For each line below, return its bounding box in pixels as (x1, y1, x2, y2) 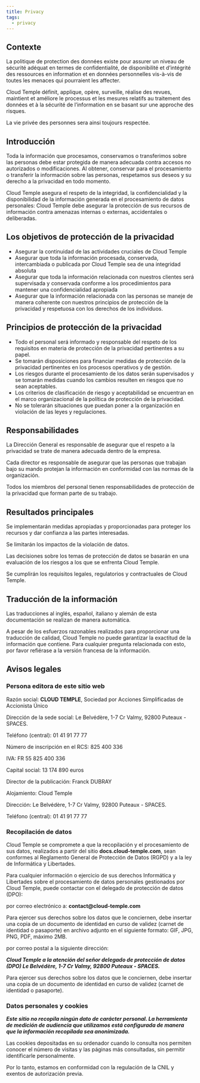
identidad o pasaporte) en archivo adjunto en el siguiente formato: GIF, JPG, (6, 927, 193, 934)
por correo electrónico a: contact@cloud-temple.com (6, 902, 141, 910)
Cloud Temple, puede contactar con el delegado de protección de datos (6, 885, 184, 892)
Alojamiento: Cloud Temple (6, 790, 73, 797)
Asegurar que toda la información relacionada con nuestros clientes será (14, 273, 194, 280)
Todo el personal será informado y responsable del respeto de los (14, 338, 177, 345)
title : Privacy (6, 8, 44, 15)
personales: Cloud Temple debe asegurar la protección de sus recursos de (6, 202, 190, 209)
